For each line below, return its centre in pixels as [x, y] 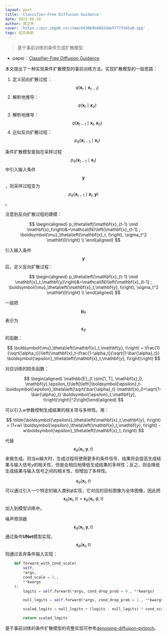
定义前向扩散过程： [32, 79]
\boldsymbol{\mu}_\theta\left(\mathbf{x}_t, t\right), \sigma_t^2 [83, 235]
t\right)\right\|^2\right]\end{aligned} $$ [83, 400]
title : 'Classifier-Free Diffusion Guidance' [53, 14]
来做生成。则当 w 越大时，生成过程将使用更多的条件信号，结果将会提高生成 [81, 458]
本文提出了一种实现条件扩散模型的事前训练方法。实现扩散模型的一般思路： [81, 69]
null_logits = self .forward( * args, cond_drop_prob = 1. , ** [86, 600]
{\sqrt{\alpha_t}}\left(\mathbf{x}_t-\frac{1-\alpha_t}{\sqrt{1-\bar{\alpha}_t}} [83, 353]
